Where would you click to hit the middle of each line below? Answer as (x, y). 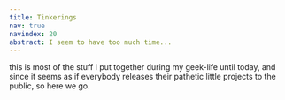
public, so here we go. (50, 86)
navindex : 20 (33, 34)
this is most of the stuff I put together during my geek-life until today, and (142, 67)
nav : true (27, 26)
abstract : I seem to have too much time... (91, 42)
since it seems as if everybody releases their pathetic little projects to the (142, 77)
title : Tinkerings (43, 17)
